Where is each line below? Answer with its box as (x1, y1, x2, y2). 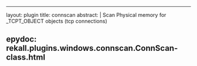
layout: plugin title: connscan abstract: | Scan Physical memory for (6, 12, 167, 18)
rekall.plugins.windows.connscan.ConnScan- (6, 43, 178, 53)
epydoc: (6, 34, 37, 44)
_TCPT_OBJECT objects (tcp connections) (6, 18, 107, 24)
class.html (6, 53, 46, 63)
